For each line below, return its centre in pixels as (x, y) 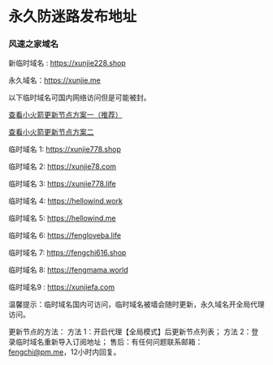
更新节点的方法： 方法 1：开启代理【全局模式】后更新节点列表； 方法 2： (130, 332)
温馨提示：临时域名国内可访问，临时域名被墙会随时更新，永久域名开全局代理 (136, 304)
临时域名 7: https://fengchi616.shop (67, 253)
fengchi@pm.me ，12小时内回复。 (65, 352)
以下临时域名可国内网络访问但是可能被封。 (80, 97)
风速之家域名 (34, 44)
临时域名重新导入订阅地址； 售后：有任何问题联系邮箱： (109, 342)
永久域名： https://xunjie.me (55, 80)
